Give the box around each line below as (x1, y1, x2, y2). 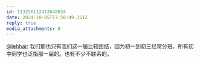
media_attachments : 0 (6, 25, 61, 32)
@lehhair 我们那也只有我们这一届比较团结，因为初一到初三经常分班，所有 (6, 43, 189, 50)
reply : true (6, 20, 36, 26)
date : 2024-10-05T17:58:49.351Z (6, 14, 88, 20)
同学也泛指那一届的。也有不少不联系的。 (11, 50, 112, 58)
